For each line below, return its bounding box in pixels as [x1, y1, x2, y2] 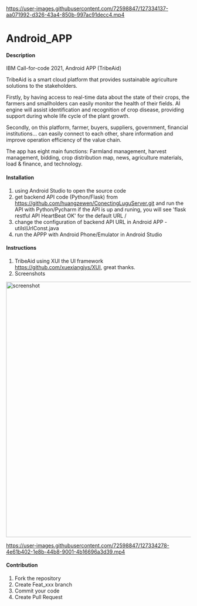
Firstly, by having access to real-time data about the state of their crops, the [6, 94, 189, 101]
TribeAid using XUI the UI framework [14, 257, 104, 264]
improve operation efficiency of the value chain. [6, 137, 122, 144]
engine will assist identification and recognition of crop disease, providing [6, 106, 185, 114]
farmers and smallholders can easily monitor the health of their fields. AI [6, 100, 181, 107]
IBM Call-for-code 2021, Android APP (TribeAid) [6, 65, 122, 72]
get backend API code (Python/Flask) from [14, 193, 118, 200]
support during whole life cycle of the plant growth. [6, 112, 130, 120]
